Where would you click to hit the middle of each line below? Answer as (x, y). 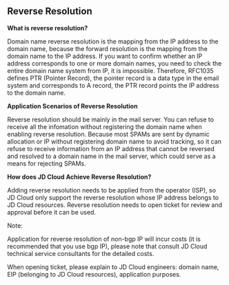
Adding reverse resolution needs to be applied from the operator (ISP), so (111, 190)
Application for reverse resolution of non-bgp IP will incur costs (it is (104, 239)
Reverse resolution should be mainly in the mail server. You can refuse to (111, 119)
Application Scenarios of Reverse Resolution (72, 106)
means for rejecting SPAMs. (47, 163)
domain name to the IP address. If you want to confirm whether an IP (105, 56)
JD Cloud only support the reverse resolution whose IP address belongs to (113, 197)
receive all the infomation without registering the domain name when (104, 126)
